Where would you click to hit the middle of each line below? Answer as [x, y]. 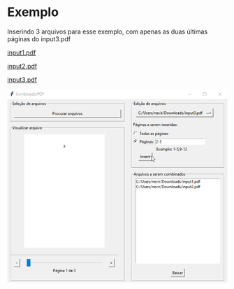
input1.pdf [22, 52]
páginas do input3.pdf [39, 38]
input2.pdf [22, 66]
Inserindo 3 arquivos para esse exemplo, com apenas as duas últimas [108, 31]
